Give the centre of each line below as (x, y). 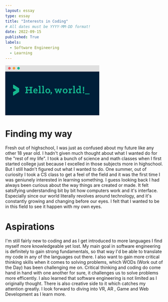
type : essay (18, 16)
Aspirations (30, 227)
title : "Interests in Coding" (37, 21)
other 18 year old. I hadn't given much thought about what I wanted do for (81, 153)
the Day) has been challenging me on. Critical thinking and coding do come (83, 267)
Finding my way (39, 134)
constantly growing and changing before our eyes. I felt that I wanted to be (82, 201)
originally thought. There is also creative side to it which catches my (75, 283)
